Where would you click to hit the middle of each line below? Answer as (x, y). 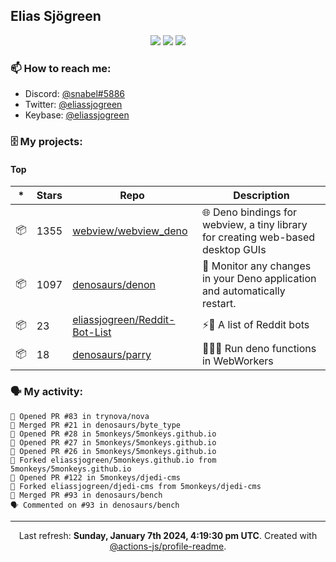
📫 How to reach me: (61, 68)
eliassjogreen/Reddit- (124, 320)
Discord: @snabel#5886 (75, 94)
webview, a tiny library (254, 225)
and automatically (243, 291)
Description (261, 196)
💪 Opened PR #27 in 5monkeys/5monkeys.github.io (113, 442)
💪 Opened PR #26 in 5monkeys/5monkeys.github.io (113, 451)
